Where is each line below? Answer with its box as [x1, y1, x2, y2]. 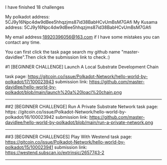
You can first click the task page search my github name [5, 49, 120, 55]
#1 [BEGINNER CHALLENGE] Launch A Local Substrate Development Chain [5, 64, 159, 70]
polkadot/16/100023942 [5, 114, 55, 120]
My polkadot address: [5, 14, 50, 19]
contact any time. [5, 39, 41, 45]
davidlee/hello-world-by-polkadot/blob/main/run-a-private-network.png [5, 119, 153, 125]
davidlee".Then [5, 54, 36, 60]
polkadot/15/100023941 [5, 144, 54, 150]
